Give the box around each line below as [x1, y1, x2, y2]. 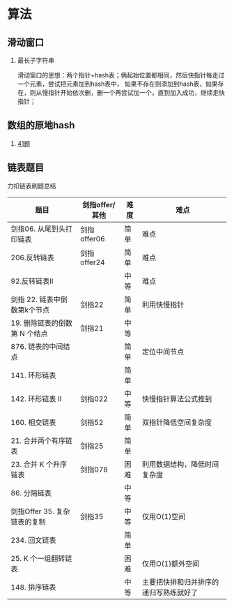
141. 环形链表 [10, 370, 56, 380]
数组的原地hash [7, 119, 75, 131]
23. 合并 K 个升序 [10, 459, 68, 469]
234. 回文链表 [10, 535, 56, 545]
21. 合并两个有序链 [10, 435, 73, 445]
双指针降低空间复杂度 [141, 417, 212, 427]
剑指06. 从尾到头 [10, 224, 66, 234]
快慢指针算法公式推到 [141, 394, 212, 403]
